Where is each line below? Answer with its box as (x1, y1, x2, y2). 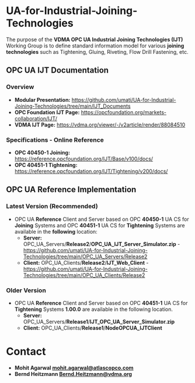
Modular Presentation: (14, 96, 71, 103)
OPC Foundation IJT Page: (14, 108, 80, 115)
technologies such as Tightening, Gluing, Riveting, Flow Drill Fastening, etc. (6, 48, 189, 55)
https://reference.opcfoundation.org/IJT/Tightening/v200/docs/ (14, 167, 168, 175)
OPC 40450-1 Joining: (14, 149, 71, 156)
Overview (6, 83, 34, 91)
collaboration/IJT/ (14, 115, 57, 122)
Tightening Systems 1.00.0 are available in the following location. (14, 306, 173, 313)
